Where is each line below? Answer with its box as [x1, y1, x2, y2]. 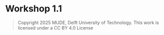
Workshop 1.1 [5, 3, 62, 14]
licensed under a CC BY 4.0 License [17, 24, 93, 30]
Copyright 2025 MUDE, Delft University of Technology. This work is [17, 19, 159, 25]
